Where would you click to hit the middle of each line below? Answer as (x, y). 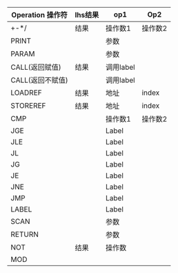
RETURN (25, 234)
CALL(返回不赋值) (40, 80)
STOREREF (28, 105)
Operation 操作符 (39, 15)
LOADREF (27, 93)
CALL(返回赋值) (36, 67)
